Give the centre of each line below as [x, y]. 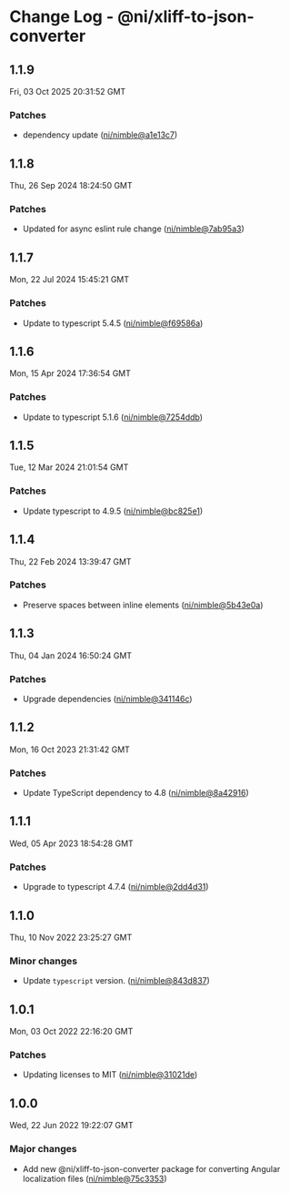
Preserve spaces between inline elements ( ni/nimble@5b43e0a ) [143, 605]
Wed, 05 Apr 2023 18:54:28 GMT [71, 843]
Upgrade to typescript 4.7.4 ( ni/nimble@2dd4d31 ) [115, 887]
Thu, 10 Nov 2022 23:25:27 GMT [71, 937]
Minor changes [44, 961]
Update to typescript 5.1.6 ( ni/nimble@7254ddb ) [112, 417]
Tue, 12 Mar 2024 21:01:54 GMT [69, 467]
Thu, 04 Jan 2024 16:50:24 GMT [71, 655]
